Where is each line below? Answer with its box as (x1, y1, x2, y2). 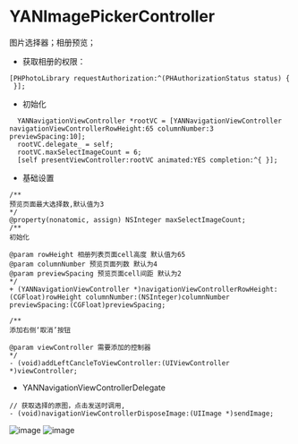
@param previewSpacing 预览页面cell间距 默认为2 (9, 269, 182, 278)
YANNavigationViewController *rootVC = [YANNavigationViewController (17, 116, 282, 125)
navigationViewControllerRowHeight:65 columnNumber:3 (9, 124, 215, 133)
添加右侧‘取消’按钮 (9, 325, 72, 335)
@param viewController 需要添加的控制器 (9, 343, 151, 352)
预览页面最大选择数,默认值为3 (9, 200, 105, 209)
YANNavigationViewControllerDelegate (21, 382, 166, 393)
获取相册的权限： (21, 55, 86, 66)
